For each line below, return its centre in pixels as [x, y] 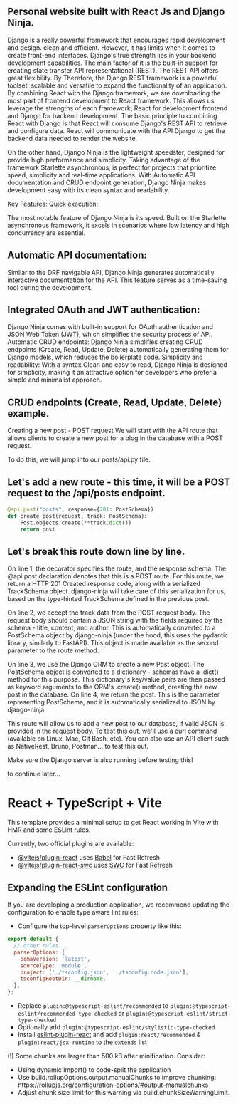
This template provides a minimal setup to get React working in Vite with [113, 823]
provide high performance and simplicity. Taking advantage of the [104, 160]
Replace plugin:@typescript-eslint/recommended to [93, 1006]
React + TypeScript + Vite [85, 802]
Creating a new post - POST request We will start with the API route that [113, 431]
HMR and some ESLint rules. [49, 830]
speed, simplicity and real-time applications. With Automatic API [101, 175]
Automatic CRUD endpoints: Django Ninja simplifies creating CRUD [106, 342]
